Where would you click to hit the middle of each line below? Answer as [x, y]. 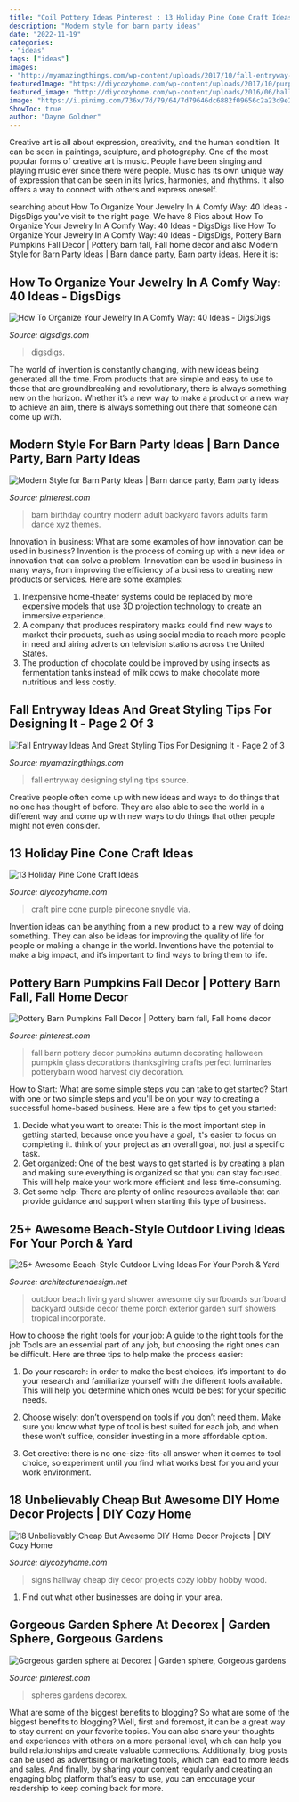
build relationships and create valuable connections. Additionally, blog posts [149, 1750]
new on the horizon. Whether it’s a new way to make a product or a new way [149, 397]
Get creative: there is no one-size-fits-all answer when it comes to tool [152, 1453]
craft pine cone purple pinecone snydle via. [111, 909]
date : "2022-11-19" [45, 34]
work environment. [57, 1472]
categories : [31, 42]
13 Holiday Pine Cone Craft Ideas [101, 853]
